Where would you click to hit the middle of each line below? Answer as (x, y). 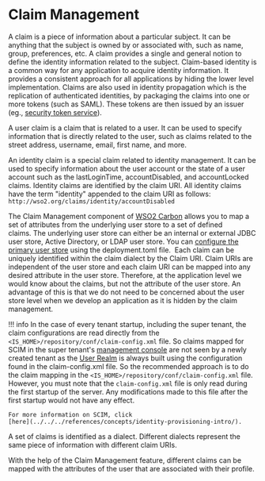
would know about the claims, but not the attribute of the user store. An (125, 283)
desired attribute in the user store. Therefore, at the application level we (125, 275)
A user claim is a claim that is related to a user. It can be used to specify (125, 128)
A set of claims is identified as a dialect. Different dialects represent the (125, 436)
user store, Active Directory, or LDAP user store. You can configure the (123, 241)
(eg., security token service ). (55, 112)
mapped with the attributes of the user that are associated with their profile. (131, 468)
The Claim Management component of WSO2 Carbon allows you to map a (129, 216)
